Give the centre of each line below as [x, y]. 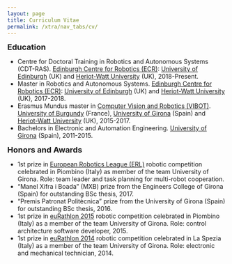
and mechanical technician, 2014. [65, 253]
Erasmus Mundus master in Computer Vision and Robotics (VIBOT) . [114, 106]
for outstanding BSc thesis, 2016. [65, 209]
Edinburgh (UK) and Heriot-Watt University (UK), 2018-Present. [108, 77]
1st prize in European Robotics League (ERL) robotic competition [110, 164]
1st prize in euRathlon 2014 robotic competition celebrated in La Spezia [119, 238]
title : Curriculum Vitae [43, 20]
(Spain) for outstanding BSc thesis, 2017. [76, 194]
